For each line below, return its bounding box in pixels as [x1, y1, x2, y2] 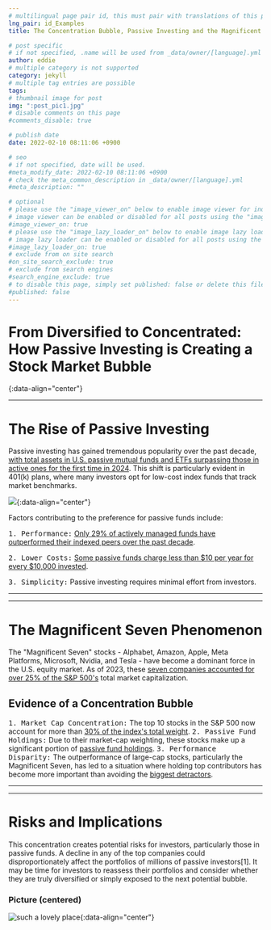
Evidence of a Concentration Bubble [8, 696, 194, 710]
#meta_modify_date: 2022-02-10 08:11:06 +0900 [8, 168, 168, 176]
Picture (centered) [8, 894, 82, 905]
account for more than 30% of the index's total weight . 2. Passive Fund [8, 726, 256, 736]
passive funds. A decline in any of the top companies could [8, 848, 206, 858]
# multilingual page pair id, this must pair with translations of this [8, 11, 258, 20]
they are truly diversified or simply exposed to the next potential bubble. [8, 874, 248, 884]
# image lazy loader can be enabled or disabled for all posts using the [8, 235, 262, 243]
